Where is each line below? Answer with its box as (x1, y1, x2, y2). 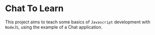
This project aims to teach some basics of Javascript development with (5, 19, 151, 25)
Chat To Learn (5, 3, 64, 14)
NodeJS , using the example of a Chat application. (5, 24, 103, 30)
